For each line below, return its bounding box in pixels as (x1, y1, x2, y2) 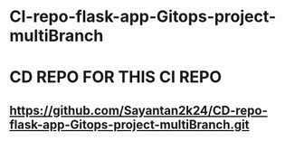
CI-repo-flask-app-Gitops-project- (9, 6, 277, 27)
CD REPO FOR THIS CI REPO (9, 67, 223, 88)
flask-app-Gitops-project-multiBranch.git (9, 117, 250, 132)
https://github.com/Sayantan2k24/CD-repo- (9, 102, 269, 118)
